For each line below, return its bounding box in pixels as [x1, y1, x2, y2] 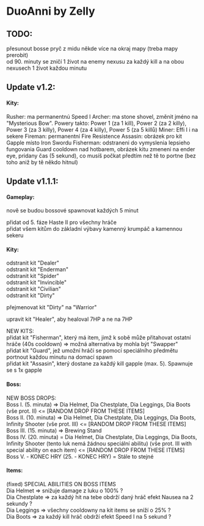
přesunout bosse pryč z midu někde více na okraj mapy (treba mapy [6, 45, 178, 52]
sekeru [6, 231, 24, 239]
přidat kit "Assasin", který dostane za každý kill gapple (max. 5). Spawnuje [6, 360, 194, 367]
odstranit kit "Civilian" [6, 285, 61, 293]
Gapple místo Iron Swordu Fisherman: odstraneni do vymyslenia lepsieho [6, 139, 191, 146]
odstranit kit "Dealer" [6, 259, 59, 267]
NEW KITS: [6, 328, 34, 335]
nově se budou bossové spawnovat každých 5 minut [6, 207, 139, 214]
